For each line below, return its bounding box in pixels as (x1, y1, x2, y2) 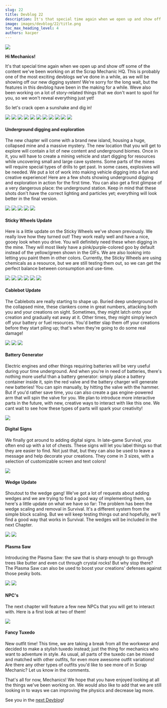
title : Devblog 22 (5, 12, 43, 17)
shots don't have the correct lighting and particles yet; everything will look (5, 190, 158, 196)
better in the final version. (5, 195, 58, 202)
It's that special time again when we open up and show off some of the (5, 63, 151, 69)
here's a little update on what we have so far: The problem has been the (5, 501, 153, 507)
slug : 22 (5, 7, 23, 12)
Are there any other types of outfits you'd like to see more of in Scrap (5, 662, 147, 668)
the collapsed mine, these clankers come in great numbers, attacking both (5, 304, 158, 310)
